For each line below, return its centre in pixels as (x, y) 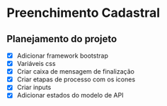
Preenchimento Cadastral (83, 13)
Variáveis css (36, 64)
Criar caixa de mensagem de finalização (76, 72)
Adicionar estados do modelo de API (70, 95)
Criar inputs (34, 87)
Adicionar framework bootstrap (63, 55)
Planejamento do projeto (62, 39)
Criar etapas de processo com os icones (76, 79)
